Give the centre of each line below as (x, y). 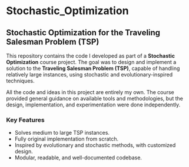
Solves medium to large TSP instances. (62, 133)
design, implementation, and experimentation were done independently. (93, 105)
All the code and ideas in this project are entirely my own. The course (90, 92)
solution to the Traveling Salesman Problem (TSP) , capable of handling (93, 68)
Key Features (26, 120)
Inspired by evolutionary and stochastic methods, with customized (95, 145)
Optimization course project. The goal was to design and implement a (91, 62)
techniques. (20, 81)
